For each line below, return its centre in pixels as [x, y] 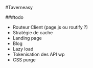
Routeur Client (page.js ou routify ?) [50, 27]
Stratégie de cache [33, 32]
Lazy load [23, 49]
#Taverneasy [19, 7]
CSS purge [24, 60]
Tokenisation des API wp [39, 54]
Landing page [27, 38]
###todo [15, 17]
